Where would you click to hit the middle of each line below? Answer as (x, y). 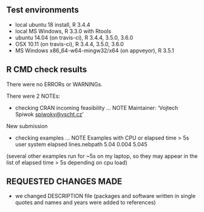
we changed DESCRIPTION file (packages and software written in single (105, 196)
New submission (27, 126)
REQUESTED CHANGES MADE (64, 182)
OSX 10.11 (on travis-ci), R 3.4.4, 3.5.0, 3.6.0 (70, 44)
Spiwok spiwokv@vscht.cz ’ (49, 114)
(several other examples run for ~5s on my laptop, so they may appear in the (102, 156)
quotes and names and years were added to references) (85, 202)
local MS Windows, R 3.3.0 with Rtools (63, 31)
